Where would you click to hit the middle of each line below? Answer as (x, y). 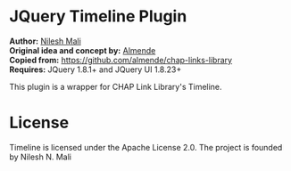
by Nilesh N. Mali (41, 157)
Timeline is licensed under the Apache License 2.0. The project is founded (146, 147)
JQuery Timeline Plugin (98, 16)
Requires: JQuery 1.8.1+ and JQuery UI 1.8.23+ (96, 69)
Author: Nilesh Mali (46, 41)
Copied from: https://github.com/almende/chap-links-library (121, 60)
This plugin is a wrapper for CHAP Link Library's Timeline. (116, 86)
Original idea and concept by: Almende (83, 50)
